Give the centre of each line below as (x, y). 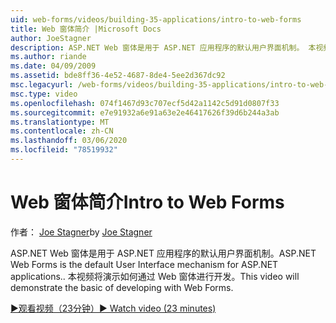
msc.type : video (44, 94)
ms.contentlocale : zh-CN (62, 131)
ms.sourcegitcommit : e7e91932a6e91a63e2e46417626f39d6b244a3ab (145, 112)
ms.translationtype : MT (60, 122)
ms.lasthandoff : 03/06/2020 (69, 141)
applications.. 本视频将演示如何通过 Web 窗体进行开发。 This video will (155, 276)
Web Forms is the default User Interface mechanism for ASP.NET (144, 264)
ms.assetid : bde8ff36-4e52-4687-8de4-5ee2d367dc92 (118, 76)
